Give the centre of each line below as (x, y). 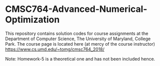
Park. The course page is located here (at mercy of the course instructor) (80, 44)
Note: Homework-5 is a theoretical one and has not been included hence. (80, 59)
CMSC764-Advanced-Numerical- (76, 9)
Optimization (32, 20)
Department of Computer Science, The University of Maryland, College (78, 39)
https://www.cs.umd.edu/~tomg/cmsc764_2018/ (55, 49)
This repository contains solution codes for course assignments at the (77, 33)
